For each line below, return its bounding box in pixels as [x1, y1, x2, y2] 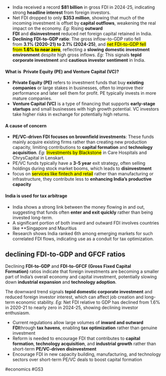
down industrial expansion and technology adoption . [5, 279, 117, 285]
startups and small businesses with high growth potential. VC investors [12, 106, 160, 112]
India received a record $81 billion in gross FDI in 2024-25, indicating [12, 4, 156, 10]
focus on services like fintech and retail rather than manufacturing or [12, 171, 154, 177]
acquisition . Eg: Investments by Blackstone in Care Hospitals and [12, 149, 147, 156]
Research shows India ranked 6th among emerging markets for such [12, 230, 153, 236]
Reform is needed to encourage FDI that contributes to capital [12, 336, 141, 342]
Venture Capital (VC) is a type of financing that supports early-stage [12, 101, 156, 107]
